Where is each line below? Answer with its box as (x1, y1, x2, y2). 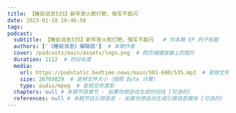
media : (13, 62, 33, 69)
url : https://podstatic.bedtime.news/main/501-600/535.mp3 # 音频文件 (20, 69, 230, 76)
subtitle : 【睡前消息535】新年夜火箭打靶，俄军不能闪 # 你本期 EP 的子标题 (13, 36, 219, 44)
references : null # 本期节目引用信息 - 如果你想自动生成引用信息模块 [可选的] (13, 95, 223, 102)
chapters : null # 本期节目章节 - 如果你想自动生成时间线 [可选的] (13, 88, 191, 95)
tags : (7, 23, 23, 30)
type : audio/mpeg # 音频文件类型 (20, 82, 114, 89)
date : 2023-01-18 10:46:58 (7, 17, 86, 24)
